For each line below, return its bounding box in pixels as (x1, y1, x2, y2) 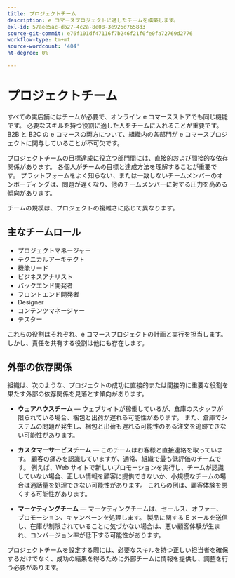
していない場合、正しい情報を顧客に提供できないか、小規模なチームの (17, 472, 220, 480)
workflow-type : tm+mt (7, 36, 71, 43)
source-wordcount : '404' (7, 43, 80, 50)
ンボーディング (7, 180, 51, 188)
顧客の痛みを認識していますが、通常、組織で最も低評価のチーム (31, 455, 215, 463)
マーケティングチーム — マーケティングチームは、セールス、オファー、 (17, 504, 223, 513)
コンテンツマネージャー (17, 306, 86, 314)
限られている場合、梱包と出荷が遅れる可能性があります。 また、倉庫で (17, 413, 222, 422)
